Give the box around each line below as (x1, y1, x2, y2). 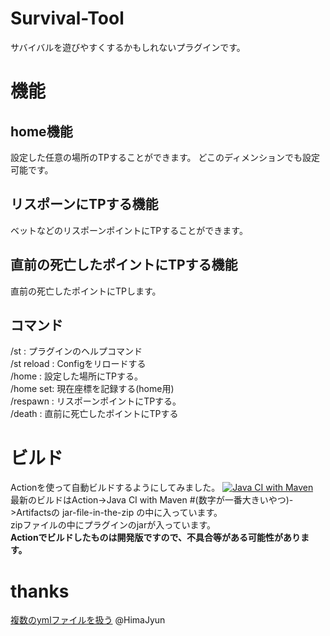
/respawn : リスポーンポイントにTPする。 (10, 395, 182, 407)
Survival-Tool (10, 7, 125, 30)
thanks (10, 580, 70, 602)
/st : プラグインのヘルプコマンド (10, 345, 143, 357)
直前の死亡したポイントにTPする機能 (10, 257, 238, 274)
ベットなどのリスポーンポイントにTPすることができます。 (10, 224, 248, 236)
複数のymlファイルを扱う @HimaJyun (10, 614, 166, 626)
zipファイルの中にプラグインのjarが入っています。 (10, 519, 217, 531)
